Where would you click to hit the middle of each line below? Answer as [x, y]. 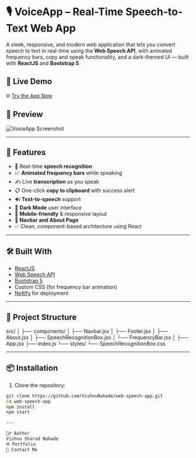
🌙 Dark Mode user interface [48, 208]
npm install [20, 407]
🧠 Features [26, 152]
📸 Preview [24, 114]
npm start [18, 412]
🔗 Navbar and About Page [46, 220]
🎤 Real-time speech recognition [53, 166]
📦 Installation [32, 368]
